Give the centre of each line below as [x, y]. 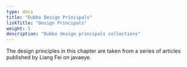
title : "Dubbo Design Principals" [49, 17]
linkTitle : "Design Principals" [46, 23]
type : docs [20, 12]
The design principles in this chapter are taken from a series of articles [93, 51]
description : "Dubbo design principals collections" [73, 34]
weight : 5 [19, 28]
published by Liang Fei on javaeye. [49, 57]
